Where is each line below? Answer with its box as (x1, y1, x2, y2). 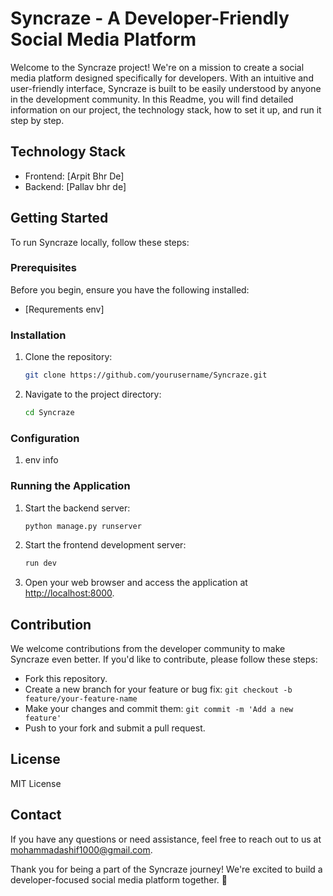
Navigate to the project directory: (24, 388, 162, 401)
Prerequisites (10, 261, 77, 275)
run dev (24, 558, 57, 569)
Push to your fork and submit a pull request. (24, 722, 206, 734)
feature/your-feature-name (24, 694, 138, 704)
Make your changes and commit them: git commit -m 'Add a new (24, 703, 294, 715)
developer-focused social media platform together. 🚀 (10, 873, 228, 886)
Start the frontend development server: (24, 539, 187, 551)
